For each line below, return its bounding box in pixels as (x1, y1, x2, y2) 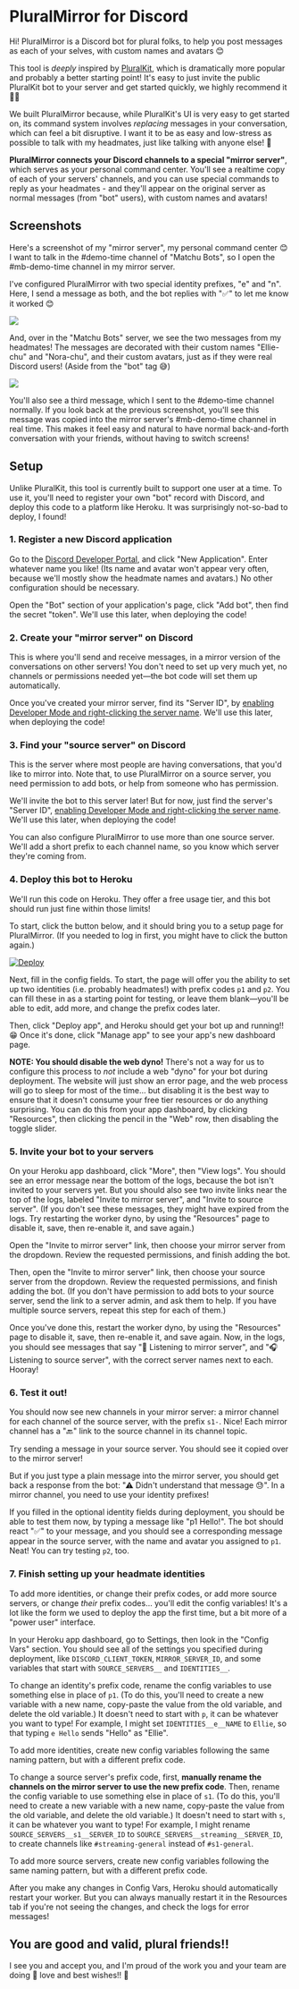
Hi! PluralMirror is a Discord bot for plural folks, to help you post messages (9, 36, 283, 47)
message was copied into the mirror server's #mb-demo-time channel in (9, 413, 277, 424)
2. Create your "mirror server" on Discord (9, 631, 194, 643)
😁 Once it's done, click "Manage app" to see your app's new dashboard (9, 1029, 276, 1040)
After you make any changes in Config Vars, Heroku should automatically (9, 1882, 278, 1893)
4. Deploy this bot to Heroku (9, 873, 133, 886)
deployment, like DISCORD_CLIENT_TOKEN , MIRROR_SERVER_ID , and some (9, 1653, 262, 1663)
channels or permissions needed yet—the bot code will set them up (9, 671, 258, 682)
